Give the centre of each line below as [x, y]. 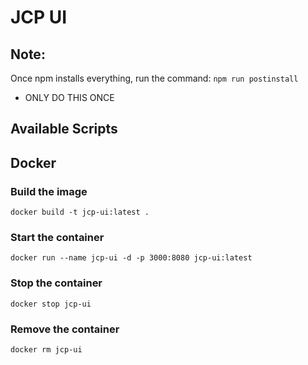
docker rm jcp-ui [46, 349]
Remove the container [65, 329]
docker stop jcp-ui [51, 304]
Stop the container [56, 283]
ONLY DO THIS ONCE [69, 97]
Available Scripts [64, 129]
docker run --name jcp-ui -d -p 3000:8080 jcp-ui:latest [131, 258]
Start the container [57, 237]
